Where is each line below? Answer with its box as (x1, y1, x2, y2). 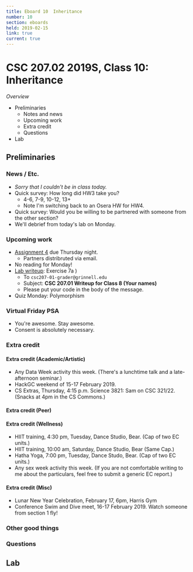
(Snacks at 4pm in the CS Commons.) (14, 393, 106, 400)
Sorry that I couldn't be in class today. (14, 183, 107, 190)
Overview (6, 93, 29, 100)
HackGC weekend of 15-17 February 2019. (14, 381, 116, 388)
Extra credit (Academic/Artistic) (6, 355, 86, 362)
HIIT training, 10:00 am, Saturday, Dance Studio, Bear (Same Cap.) (14, 446, 174, 453)
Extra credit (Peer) (6, 407, 51, 414)
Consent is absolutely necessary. (14, 326, 95, 333)
